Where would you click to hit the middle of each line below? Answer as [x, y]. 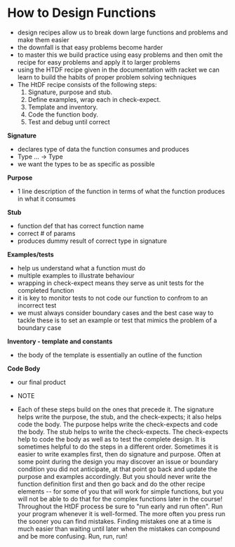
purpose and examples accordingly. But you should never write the [114, 476]
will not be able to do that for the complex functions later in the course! [120, 499]
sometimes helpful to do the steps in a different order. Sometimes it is [118, 447]
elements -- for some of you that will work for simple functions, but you [121, 491]
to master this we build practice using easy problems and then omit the [120, 55]
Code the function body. [63, 114]
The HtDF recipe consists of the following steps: [87, 84]
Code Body [24, 368]
